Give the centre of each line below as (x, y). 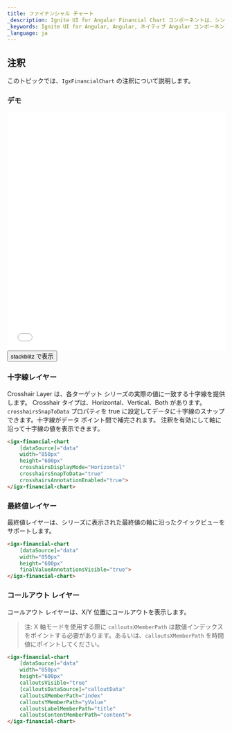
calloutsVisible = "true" (54, 683)
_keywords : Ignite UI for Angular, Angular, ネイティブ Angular (99, 26)
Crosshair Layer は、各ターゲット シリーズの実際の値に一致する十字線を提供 (116, 393)
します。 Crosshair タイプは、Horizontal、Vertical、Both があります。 (107, 402)
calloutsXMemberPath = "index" (62, 696)
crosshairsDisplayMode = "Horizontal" (73, 468)
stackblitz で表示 (32, 357)
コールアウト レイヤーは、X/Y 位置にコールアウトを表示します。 (99, 612)
